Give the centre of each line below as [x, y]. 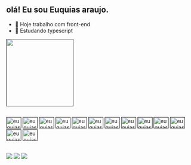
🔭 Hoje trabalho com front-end [53, 24]
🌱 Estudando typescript [44, 30]
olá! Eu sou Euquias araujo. [58, 10]
